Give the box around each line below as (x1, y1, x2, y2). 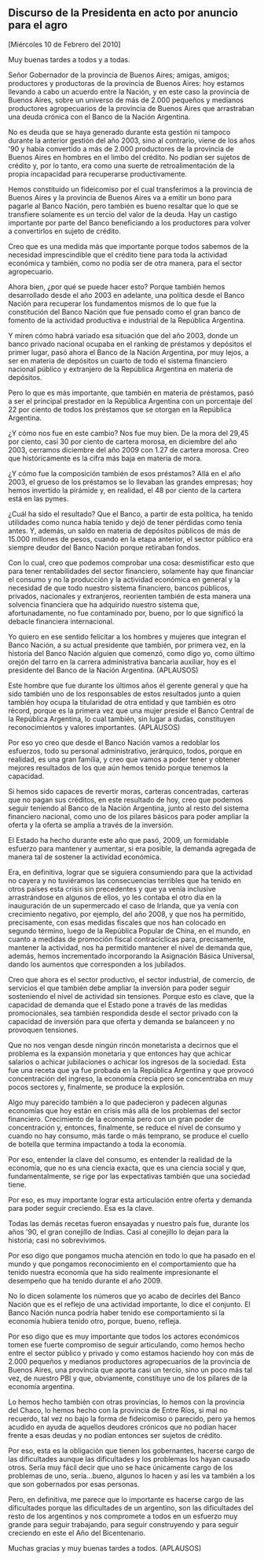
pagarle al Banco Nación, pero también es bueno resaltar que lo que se (8, 201, 239, 210)
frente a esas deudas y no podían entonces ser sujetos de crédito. (8, 1430, 222, 1440)
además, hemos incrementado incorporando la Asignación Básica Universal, (8, 951, 255, 960)
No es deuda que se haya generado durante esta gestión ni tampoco (8, 127, 231, 136)
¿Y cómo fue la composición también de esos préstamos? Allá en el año (8, 468, 241, 478)
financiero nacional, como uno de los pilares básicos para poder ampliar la (8, 811, 250, 821)
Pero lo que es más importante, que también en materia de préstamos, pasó (8, 388, 254, 397)
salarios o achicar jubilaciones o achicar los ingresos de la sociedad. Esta (8, 1056, 246, 1067)
